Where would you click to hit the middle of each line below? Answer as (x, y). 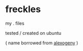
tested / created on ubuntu (33, 33)
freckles (23, 9)
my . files (15, 23)
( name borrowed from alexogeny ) (42, 43)
